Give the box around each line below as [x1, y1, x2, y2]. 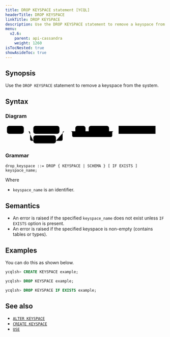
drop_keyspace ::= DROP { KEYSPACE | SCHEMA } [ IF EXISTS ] [5, 163, 138, 168]
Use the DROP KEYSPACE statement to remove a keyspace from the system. [5, 82, 159, 89]
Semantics [5, 202, 40, 210]
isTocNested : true [5, 45, 44, 50]
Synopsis [5, 69, 36, 77]
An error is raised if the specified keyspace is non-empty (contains [12, 226, 153, 232]
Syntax [5, 97, 29, 106]
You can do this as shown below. [5, 259, 74, 265]
